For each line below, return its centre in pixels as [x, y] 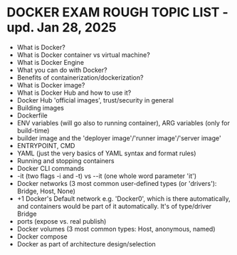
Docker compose [42, 236]
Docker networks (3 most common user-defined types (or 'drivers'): [117, 183]
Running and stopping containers [65, 160]
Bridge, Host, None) [46, 191]
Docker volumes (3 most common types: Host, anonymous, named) [116, 229]
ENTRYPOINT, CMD [46, 145]
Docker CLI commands [51, 168]
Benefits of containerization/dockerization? [80, 77]
